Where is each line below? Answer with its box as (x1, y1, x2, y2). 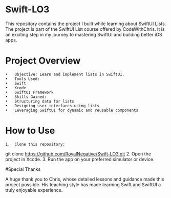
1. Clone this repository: (5, 142, 66, 147)
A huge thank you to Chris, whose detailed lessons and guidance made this (5, 176, 164, 182)
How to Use (5, 125, 55, 136)
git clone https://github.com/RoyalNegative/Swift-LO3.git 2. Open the (5, 150, 152, 157)
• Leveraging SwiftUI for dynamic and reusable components (5, 108, 139, 113)
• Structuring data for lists (5, 98, 74, 104)
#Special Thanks (5, 166, 41, 172)
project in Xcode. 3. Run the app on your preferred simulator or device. (5, 156, 155, 162)
